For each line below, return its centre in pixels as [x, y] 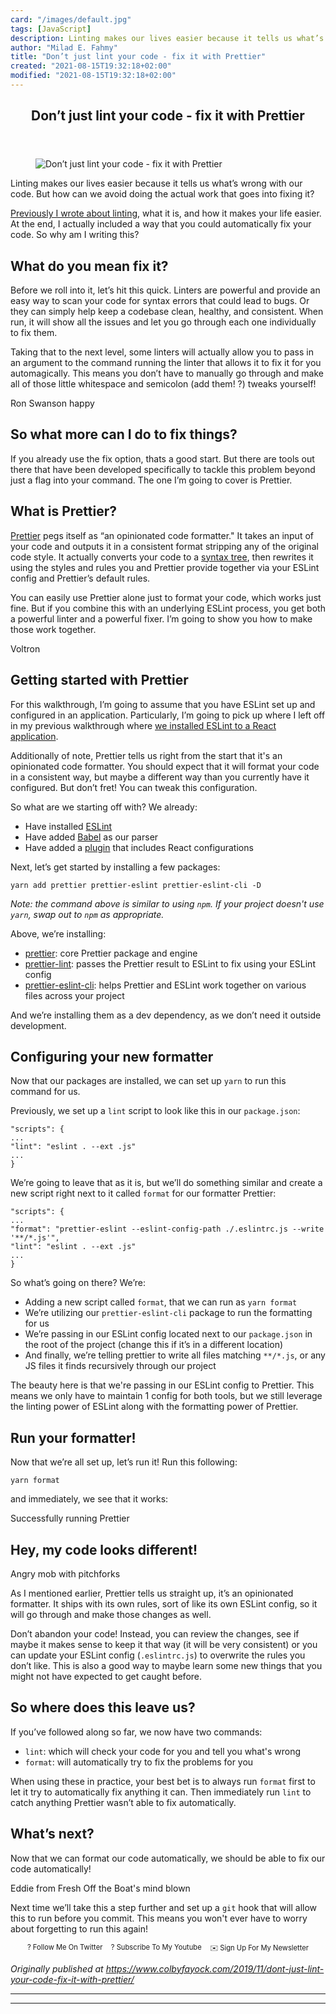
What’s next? [52, 1834]
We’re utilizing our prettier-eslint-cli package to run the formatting [168, 1313]
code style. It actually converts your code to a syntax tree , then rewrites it [162, 557]
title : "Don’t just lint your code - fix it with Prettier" [138, 57]
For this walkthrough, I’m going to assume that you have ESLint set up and [163, 704]
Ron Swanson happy [52, 403]
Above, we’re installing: [58, 933]
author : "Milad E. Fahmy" [64, 47]
